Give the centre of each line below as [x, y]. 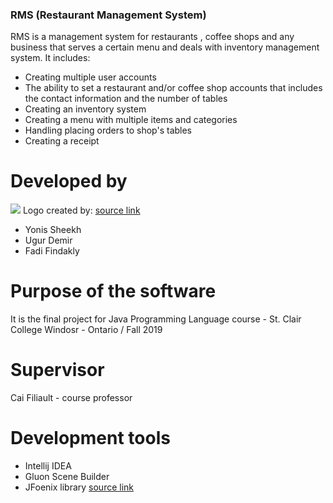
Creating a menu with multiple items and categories [131, 120]
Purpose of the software [113, 291]
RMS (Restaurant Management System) [108, 15]
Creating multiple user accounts [90, 77]
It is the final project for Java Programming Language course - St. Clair [156, 319]
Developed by [69, 181]
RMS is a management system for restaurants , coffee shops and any [152, 37]
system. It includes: [50, 58]
